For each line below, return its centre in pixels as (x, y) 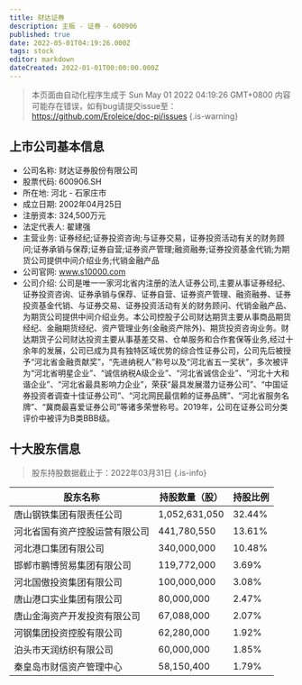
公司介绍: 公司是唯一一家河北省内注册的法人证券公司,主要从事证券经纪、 (156, 283)
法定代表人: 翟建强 (56, 226)
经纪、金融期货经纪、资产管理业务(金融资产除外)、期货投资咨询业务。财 (156, 328)
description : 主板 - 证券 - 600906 (73, 26)
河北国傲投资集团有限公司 (69, 582)
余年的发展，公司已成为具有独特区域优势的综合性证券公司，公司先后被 (153, 350)
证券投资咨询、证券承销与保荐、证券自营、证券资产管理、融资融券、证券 (156, 294)
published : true (40, 34)
